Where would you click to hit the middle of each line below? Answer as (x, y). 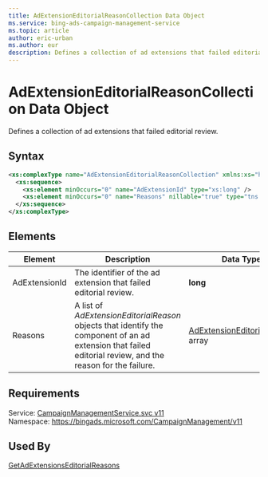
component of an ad (112, 335)
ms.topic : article (39, 30)
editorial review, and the (120, 355)
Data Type (242, 258)
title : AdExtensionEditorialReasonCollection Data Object (106, 16)
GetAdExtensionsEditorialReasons (64, 465)
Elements (32, 237)
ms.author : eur (33, 45)
